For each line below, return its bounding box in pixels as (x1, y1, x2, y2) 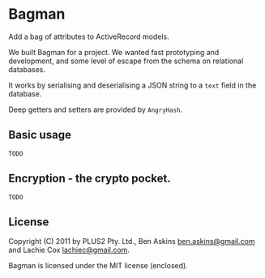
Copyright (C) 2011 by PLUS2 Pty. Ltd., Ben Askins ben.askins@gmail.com (8, 237, 255, 246)
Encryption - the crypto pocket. (8, 172, 172, 186)
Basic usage (8, 128, 71, 142)
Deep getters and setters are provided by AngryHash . (8, 105, 183, 114)
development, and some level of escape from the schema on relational (8, 56, 244, 66)
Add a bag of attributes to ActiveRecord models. (8, 32, 170, 41)
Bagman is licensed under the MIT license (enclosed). (8, 261, 188, 271)
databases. (8, 64, 46, 74)
